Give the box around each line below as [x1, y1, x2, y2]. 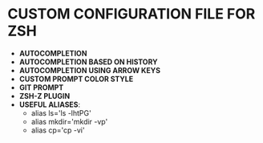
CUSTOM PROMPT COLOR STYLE [18, 74, 134, 84]
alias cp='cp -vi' [30, 125, 85, 135]
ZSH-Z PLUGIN [18, 91, 71, 100]
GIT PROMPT [18, 82, 64, 92]
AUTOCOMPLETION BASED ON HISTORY [18, 57, 158, 67]
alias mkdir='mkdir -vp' [30, 116, 108, 126]
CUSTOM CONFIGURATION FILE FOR [7, 5, 256, 23]
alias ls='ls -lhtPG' [30, 108, 91, 117]
